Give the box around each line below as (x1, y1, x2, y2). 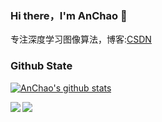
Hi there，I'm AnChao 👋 (10, 8, 128, 22)
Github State (10, 59, 73, 73)
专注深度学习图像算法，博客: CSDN (10, 33, 152, 46)
